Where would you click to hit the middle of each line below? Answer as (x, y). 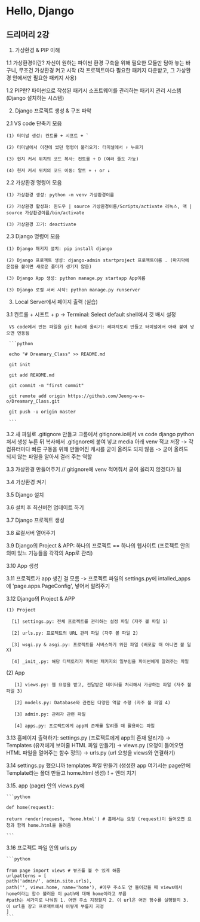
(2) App (16, 673)
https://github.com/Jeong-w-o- (107, 396)
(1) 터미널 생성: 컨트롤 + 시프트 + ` (47, 136)
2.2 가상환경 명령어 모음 (34, 182)
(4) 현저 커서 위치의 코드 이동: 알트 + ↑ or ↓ (58, 171)
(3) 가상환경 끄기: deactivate (41, 224)
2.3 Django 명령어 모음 (33, 236)
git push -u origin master (42, 412)
